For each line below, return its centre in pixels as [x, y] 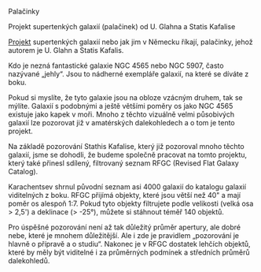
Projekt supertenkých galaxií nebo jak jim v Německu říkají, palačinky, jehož [130, 42]
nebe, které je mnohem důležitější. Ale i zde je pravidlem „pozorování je [124, 235]
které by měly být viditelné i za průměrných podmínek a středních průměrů [129, 252]
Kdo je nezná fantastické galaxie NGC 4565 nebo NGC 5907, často [116, 65]
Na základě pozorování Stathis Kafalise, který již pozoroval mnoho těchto [127, 146]
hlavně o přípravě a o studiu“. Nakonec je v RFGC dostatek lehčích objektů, [129, 244]
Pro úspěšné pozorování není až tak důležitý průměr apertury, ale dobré [125, 227]
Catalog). [23, 171]
